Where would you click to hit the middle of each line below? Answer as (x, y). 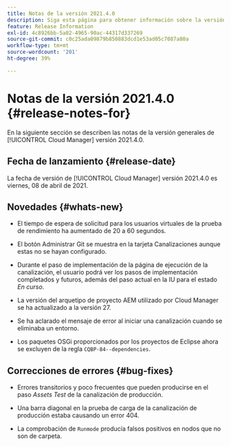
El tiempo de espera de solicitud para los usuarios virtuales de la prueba (119, 223)
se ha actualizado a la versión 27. (64, 308)
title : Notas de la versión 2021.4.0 (61, 13)
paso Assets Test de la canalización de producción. (90, 395)
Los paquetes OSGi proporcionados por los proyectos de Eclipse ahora (118, 341)
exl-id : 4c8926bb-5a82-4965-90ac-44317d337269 (75, 33)
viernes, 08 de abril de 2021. (47, 185)
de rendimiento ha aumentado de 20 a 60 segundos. (91, 231)
